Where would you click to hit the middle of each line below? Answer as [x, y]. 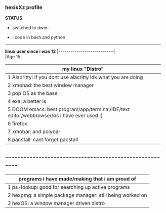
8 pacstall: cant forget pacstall [43, 140]
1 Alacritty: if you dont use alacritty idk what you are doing [75, 77]
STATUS [14, 18]
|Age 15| [14, 57]
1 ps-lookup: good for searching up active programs [69, 187]
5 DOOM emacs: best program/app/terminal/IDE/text [69, 109]
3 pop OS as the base [33, 93]
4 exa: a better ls [27, 101]
